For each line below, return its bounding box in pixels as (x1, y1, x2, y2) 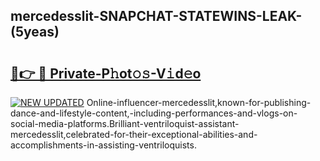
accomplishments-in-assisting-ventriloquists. (10, 139, 197, 151)
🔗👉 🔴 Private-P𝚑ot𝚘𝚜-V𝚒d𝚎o (10, 65, 202, 82)
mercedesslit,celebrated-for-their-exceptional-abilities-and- (10, 129, 258, 140)
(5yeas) (10, 24, 60, 41)
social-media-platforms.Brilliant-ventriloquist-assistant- (10, 118, 240, 129)
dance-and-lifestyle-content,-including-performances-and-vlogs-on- (10, 107, 298, 119)
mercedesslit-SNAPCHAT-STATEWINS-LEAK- (10, 8, 303, 25)
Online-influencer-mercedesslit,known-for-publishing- (86, 97, 312, 108)
